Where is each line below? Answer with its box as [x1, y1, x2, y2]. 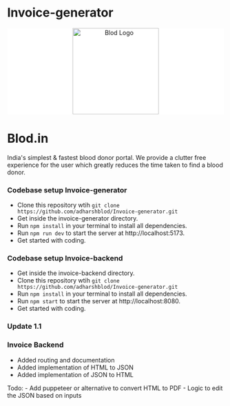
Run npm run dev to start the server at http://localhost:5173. [17, 229, 185, 237]
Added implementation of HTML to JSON [17, 363, 134, 372]
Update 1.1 [7, 322, 42, 332]
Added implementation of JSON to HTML [17, 370, 134, 378]
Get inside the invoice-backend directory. [17, 269, 136, 277]
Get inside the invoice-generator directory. [17, 214, 138, 223]
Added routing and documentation [17, 356, 115, 364]
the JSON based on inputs [7, 391, 82, 399]
